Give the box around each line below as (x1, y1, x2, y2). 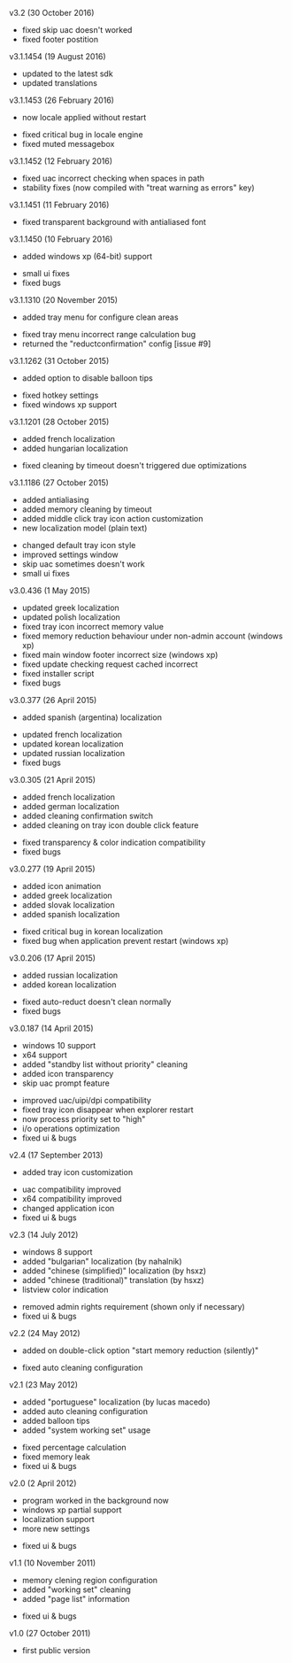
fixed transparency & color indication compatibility (21, 837, 206, 847)
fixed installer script (21, 669, 95, 678)
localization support (21, 1514, 95, 1524)
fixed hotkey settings (21, 390, 99, 400)
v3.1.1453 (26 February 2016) (9, 95, 115, 105)
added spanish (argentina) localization (21, 712, 162, 723)
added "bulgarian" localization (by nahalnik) (21, 1257, 183, 1266)
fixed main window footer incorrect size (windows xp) (21, 650, 219, 660)
